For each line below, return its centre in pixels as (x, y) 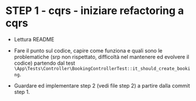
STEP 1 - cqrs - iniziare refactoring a (95, 11)
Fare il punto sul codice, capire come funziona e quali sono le (88, 50)
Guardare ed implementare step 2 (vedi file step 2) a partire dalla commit (102, 85)
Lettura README (34, 39)
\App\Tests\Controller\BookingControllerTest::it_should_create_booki (102, 68)
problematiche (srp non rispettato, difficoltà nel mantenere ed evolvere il (102, 57)
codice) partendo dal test (45, 63)
